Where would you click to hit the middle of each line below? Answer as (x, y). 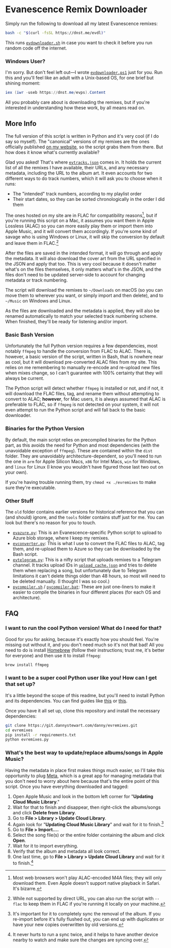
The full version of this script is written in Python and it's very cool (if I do (82, 136)
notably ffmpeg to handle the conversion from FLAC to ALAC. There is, (79, 351)
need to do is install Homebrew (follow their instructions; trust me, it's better (85, 650)
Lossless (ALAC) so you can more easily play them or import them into (79, 226)
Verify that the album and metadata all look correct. (66, 851)
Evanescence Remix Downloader (76, 9)
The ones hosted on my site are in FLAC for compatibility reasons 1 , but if (81, 215)
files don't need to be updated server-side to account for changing (75, 275)
